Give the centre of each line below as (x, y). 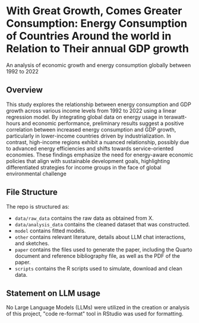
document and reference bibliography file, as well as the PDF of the (97, 255)
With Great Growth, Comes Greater (94, 11)
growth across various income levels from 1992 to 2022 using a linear (91, 110)
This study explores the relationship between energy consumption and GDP (99, 104)
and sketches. (32, 243)
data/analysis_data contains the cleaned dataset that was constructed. (102, 224)
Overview (25, 90)
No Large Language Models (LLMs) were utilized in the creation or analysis (98, 308)
